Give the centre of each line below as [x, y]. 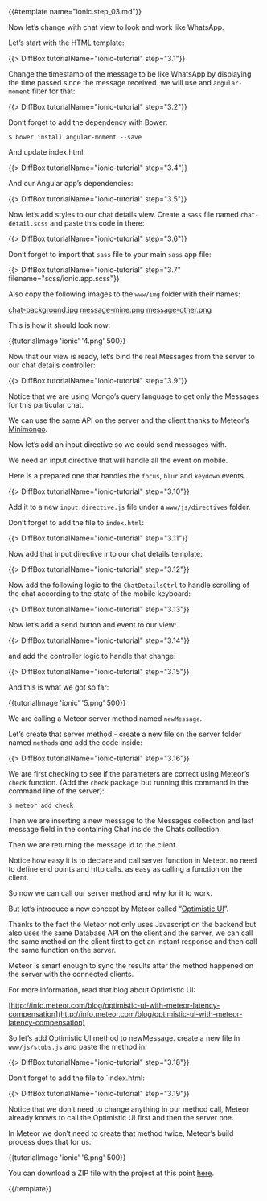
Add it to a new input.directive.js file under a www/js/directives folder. [129, 507]
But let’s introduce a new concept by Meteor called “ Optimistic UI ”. [119, 909]
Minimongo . [28, 429]
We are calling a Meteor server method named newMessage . [105, 719]
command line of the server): [56, 791]
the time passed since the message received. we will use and [110, 83]
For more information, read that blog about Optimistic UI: [102, 990]
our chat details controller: [52, 365]
